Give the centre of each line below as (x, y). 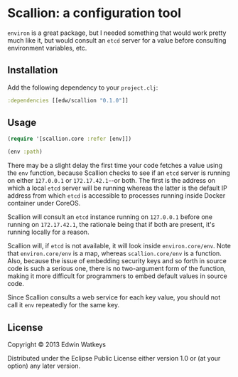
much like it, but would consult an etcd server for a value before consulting (117, 40)
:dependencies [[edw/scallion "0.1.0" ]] (68, 100)
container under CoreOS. (44, 203)
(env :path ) (25, 152)
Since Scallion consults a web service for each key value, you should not (114, 297)
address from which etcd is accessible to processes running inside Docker (117, 196)
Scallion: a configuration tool (94, 13)
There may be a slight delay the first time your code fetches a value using (115, 166)
